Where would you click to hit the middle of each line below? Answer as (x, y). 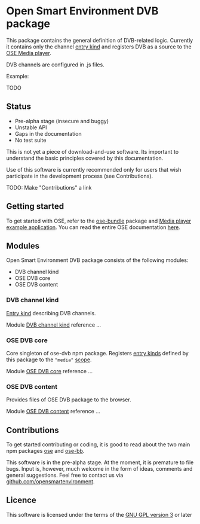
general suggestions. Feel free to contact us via (65, 475)
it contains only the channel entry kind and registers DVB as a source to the (99, 47)
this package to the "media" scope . (49, 360)
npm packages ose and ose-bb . (45, 451)
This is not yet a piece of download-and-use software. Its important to (93, 151)
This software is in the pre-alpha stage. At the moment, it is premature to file (100, 462)
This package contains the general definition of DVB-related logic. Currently (100, 40)
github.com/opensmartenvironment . (50, 482)
